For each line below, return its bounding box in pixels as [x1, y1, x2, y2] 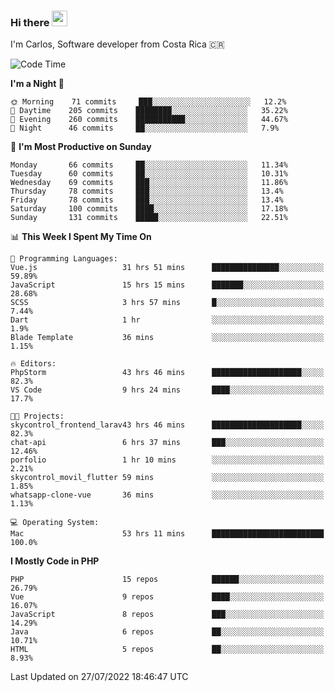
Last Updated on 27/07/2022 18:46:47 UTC [10, 671, 189, 683]
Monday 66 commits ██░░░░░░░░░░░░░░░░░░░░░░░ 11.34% [10, 160, 288, 170]
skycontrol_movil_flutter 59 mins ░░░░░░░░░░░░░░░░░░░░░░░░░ [10, 473, 325, 483]
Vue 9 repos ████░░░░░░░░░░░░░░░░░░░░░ [10, 592, 325, 602]
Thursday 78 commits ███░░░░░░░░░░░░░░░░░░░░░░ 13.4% [10, 186, 284, 197]
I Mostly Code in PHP [10, 555, 100, 567]
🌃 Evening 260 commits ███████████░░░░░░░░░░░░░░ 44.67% [10, 115, 288, 125]
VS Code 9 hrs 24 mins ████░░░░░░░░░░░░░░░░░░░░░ [10, 385, 325, 395]
